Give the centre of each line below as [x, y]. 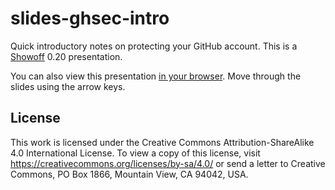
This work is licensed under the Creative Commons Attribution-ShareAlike [162, 142]
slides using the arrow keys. [68, 86]
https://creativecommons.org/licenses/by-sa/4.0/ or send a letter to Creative [168, 163]
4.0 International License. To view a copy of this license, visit [135, 153]
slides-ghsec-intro [90, 18]
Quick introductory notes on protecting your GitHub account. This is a [154, 46]
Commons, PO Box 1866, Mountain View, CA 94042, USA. [129, 174]
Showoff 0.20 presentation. [66, 56]
